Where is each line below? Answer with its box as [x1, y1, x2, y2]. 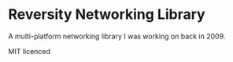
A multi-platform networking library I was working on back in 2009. [8, 31, 226, 41]
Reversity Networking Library [8, 5, 206, 24]
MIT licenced [8, 46, 51, 56]
